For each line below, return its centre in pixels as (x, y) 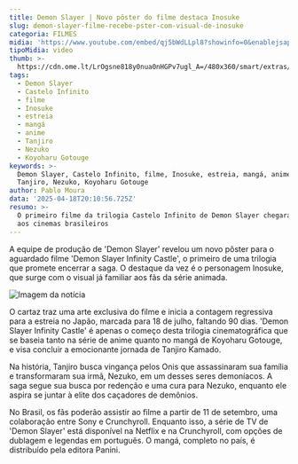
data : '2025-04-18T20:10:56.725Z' (73, 199)
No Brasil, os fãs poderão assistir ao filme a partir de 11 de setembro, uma (143, 412)
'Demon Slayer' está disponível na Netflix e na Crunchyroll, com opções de (146, 430)
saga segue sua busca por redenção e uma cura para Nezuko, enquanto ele (148, 385)
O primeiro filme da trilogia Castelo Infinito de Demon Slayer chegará (154, 215)
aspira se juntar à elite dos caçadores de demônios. (104, 395)
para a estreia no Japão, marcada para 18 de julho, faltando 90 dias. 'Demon (149, 321)
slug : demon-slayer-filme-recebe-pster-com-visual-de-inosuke (126, 26)
